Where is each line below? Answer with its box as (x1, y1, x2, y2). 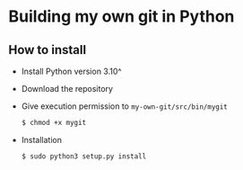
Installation (21, 134, 63, 145)
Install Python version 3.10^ (21, 66, 122, 76)
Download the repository (21, 84, 114, 94)
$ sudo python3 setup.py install (21, 151, 147, 161)
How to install (8, 42, 87, 58)
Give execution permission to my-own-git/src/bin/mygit (21, 101, 228, 112)
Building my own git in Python (8, 6, 235, 27)
